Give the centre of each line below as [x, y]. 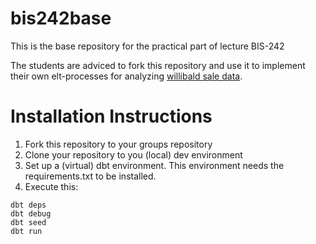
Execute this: [51, 186]
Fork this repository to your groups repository [118, 144]
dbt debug [31, 213]
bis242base [61, 18]
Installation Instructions [111, 116]
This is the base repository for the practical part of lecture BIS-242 [147, 46]
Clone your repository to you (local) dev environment [133, 154]
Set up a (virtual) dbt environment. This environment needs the [154, 165]
